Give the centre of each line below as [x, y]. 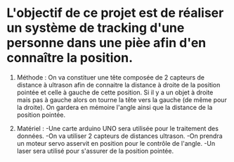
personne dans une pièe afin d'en [106, 43]
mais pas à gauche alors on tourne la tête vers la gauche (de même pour [122, 99]
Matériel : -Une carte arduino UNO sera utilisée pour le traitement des [118, 128]
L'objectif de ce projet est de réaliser [115, 13]
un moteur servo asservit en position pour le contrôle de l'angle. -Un [116, 143]
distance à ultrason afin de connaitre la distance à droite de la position [118, 85]
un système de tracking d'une [96, 28]
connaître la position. [70, 58]
